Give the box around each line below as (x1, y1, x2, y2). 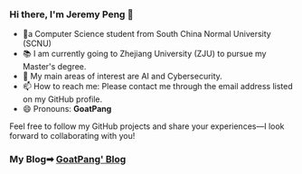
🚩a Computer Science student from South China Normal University (22, 29, 271, 40)
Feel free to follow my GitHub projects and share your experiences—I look (9, 121, 285, 132)
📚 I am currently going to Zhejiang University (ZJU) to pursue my (22, 49, 267, 60)
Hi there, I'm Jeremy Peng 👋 (9, 8, 134, 21)
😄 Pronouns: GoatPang (22, 104, 112, 114)
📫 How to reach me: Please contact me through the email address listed (22, 81, 293, 92)
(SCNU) (22, 38, 52, 49)
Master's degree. (22, 61, 87, 72)
